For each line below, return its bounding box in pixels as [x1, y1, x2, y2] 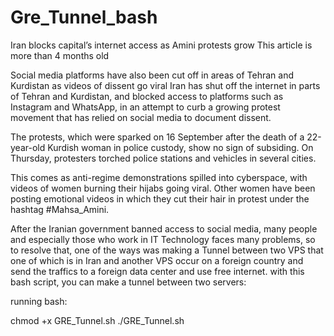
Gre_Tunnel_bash [10, 6, 158, 29]
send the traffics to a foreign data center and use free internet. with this [10, 265, 305, 277]
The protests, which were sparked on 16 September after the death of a [10, 131, 305, 143]
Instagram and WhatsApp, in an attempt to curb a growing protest [10, 101, 281, 113]
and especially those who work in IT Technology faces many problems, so [10, 233, 316, 245]
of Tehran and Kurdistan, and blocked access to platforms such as [10, 90, 284, 102]
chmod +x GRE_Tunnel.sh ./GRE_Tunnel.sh [10, 314, 185, 326]
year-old [10, 141, 46, 153]
